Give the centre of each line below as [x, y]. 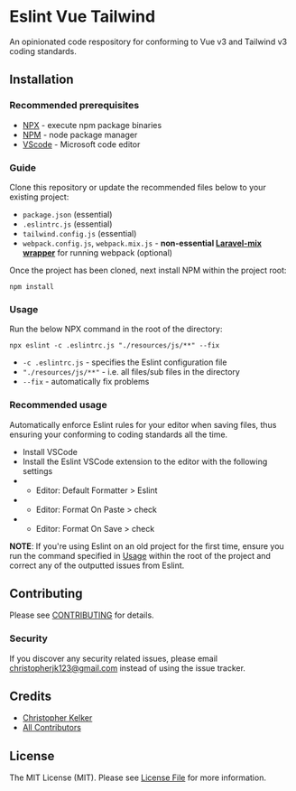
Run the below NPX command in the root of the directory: [116, 329]
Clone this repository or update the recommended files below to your [138, 187]
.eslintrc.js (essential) [67, 224]
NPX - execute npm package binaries [92, 125]
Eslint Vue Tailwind [83, 17]
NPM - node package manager [80, 135]
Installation [42, 80]
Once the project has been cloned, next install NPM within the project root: [148, 270]
